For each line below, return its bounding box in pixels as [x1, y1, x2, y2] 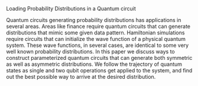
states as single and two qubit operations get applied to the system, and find [6, 67, 193, 74]
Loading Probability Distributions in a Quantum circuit [6, 5, 136, 12]
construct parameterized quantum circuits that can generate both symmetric [6, 55, 193, 61]
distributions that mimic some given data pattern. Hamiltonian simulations [6, 29, 185, 36]
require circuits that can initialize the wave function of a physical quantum [6, 36, 186, 42]
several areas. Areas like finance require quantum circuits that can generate [6, 23, 191, 30]
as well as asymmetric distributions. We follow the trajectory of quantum [6, 60, 182, 68]
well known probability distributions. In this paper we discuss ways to [6, 48, 176, 55]
